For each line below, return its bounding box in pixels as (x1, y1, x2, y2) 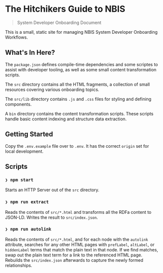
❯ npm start (5, 177, 34, 182)
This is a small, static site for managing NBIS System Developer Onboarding (5, 29, 158, 35)
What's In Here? (5, 48, 55, 57)
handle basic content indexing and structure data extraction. (5, 116, 127, 122)
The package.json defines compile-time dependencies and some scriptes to (5, 61, 158, 67)
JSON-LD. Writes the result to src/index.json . (5, 214, 98, 220)
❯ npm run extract (5, 199, 49, 205)
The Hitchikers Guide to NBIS (5, 3, 126, 15)
